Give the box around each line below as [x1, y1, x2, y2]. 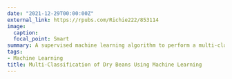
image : [7, 23, 26, 30]
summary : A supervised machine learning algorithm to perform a [7, 42, 196, 49]
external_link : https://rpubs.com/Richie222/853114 [7, 16, 159, 23]
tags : [7, 49, 23, 56]
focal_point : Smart [13, 36, 70, 43]
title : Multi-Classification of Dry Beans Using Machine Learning [7, 61, 202, 68]
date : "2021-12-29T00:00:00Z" [7, 10, 95, 17]
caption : [13, 29, 39, 36]
